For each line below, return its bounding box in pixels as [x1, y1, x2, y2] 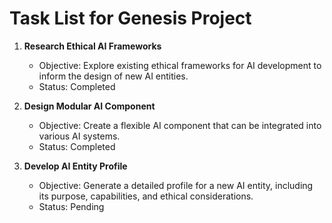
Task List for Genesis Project [9, 7, 252, 30]
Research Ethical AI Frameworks [23, 40, 162, 52]
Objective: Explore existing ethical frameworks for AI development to [38, 59, 322, 71]
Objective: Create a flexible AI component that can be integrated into [38, 119, 322, 131]
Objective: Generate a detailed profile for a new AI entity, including [38, 179, 314, 191]
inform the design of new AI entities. [38, 70, 189, 82]
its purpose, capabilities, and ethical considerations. [38, 190, 254, 202]
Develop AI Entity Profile [23, 160, 128, 172]
